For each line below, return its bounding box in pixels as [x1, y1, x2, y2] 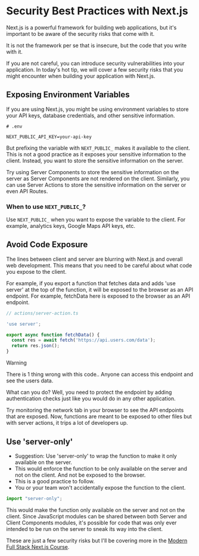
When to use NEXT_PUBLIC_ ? [6, 202, 86, 211]
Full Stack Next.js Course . [6, 543, 70, 550]
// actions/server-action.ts [6, 310, 79, 316]
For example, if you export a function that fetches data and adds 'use [6, 279, 176, 287]
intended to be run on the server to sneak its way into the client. [6, 525, 163, 532]
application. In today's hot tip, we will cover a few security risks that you [6, 66, 184, 73]
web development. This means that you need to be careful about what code [6, 261, 192, 269]
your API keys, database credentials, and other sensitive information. [6, 112, 175, 119]
